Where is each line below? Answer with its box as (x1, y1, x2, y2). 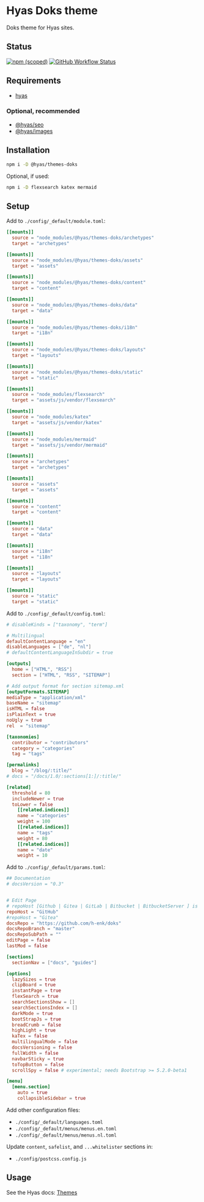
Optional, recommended (6, 107, 81, 115)
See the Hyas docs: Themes (6, 1189, 78, 1196)
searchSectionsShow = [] (12, 999, 75, 1005)
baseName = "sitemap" (6, 700, 62, 706)
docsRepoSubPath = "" (6, 931, 62, 938)
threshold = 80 (12, 790, 51, 796)
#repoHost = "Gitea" (6, 914, 59, 920)
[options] (6, 970, 32, 977)
